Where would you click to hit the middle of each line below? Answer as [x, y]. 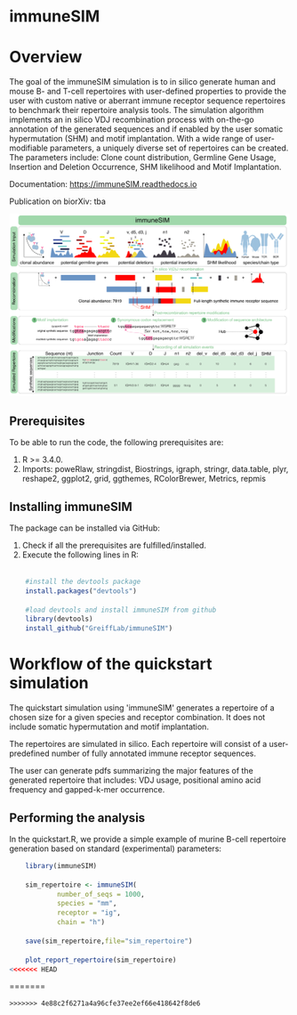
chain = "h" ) [80, 922]
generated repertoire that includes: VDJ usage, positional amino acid [135, 780]
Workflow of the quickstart [111, 664]
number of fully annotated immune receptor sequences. [154, 753]
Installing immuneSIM [71, 506]
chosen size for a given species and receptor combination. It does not [137, 718]
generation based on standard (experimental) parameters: [116, 849]
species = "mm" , [87, 904]
